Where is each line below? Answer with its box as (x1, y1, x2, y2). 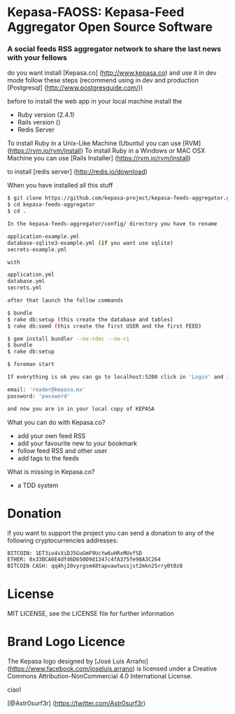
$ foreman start (7, 361, 55, 368)
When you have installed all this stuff (7, 181, 113, 190)
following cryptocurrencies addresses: (7, 536, 119, 545)
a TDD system (17, 481, 59, 489)
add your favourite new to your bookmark (17, 439, 138, 447)
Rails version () (17, 118, 61, 127)
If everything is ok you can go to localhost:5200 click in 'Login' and (7, 374, 224, 381)
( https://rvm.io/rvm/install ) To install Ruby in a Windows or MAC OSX (7, 146, 206, 155)
